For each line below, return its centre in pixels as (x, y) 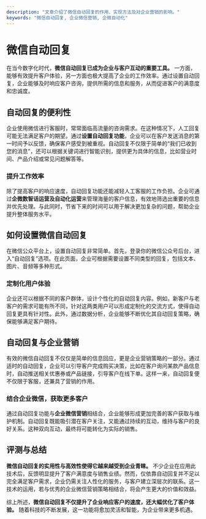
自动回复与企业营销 (43, 343)
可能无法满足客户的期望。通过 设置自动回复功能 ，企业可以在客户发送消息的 (100, 136)
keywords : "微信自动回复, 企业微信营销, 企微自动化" (67, 18)
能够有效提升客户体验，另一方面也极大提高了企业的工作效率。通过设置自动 (100, 76)
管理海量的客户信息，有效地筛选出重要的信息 (143, 198)
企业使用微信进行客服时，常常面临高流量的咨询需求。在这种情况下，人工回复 (103, 128)
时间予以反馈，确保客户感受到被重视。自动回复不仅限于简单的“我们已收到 (104, 144)
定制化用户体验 (29, 284)
